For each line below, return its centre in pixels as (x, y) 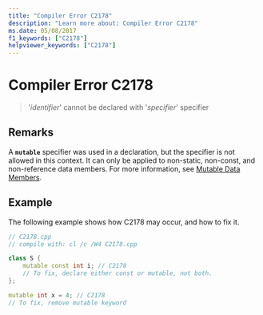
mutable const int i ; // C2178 (75, 266)
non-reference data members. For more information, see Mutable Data (124, 168)
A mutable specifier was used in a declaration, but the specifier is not (122, 151)
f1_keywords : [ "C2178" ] (48, 38)
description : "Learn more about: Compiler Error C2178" (103, 23)
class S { (25, 258)
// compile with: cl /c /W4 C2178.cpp (73, 244)
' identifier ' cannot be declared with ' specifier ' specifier (118, 107)
